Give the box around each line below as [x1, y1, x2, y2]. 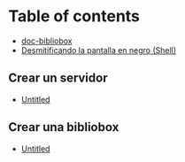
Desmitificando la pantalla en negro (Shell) [20, 44, 177, 55]
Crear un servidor [8, 71, 108, 86]
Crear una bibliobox [8, 120, 119, 135]
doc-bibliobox [20, 35, 73, 46]
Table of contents [8, 6, 141, 27]
